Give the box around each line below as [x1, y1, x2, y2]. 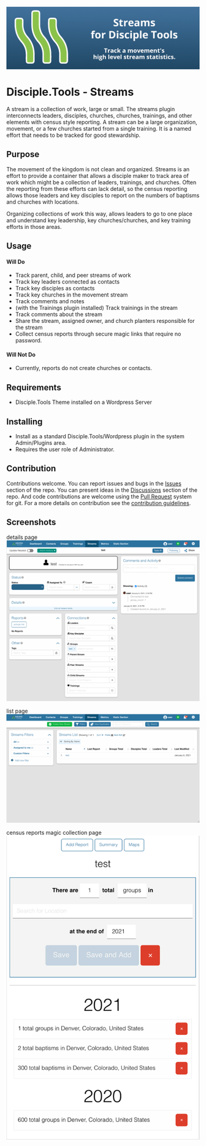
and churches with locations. [6, 198, 80, 206]
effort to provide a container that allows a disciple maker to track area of [6, 172, 189, 179]
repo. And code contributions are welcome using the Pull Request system [6, 492, 192, 500]
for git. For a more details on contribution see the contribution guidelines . [6, 499, 191, 506]
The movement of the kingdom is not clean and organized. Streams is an [6, 165, 190, 172]
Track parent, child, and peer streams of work [15, 271, 131, 279]
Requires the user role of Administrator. [15, 446, 115, 453]
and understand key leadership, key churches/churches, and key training [6, 216, 191, 224]
